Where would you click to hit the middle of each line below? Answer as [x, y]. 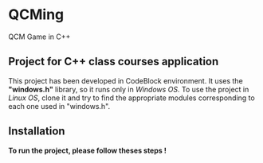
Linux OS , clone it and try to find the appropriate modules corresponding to [131, 98]
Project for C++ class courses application [114, 62]
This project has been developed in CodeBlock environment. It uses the [126, 80]
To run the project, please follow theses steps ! [88, 150]
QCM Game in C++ [39, 37]
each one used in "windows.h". [59, 106]
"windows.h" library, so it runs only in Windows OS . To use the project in [129, 89]
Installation [37, 132]
